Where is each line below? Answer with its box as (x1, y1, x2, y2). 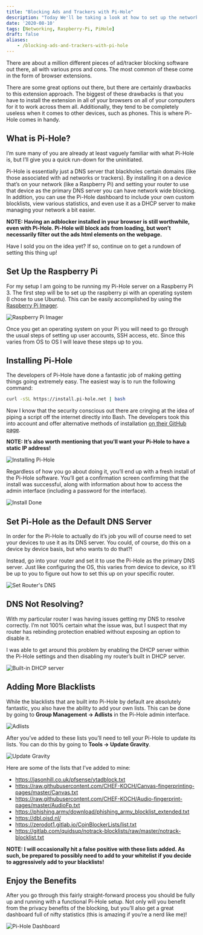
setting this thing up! (6, 249, 57, 256)
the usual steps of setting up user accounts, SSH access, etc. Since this (6, 331, 185, 339)
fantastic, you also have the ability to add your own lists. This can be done (6, 704, 191, 711)
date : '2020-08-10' (6, 20, 56, 26)
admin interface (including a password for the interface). (6, 487, 147, 495)
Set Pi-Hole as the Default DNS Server (6, 516, 152, 527)
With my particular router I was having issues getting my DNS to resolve (6, 615, 185, 622)
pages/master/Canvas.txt (14, 789, 79, 796)
